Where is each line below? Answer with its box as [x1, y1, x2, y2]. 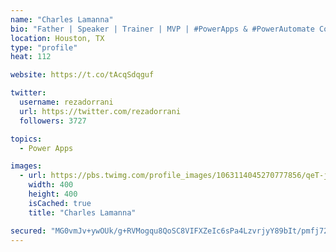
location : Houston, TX [10, 33, 105, 43]
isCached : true [28, 198, 92, 208]
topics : [10, 134, 43, 144]
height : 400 [28, 189, 78, 199]
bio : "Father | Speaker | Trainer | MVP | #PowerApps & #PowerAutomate [10, 24, 315, 34]
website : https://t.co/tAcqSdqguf [10, 70, 155, 80]
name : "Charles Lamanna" [10, 14, 114, 25]
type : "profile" [10, 42, 78, 53]
